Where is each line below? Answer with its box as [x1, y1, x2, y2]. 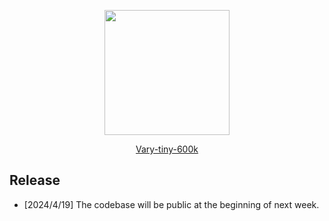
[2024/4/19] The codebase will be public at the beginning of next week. [23, 198, 320, 210]
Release [9, 172, 61, 189]
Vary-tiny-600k [135, 143, 199, 155]
